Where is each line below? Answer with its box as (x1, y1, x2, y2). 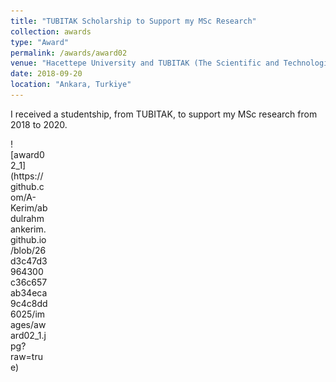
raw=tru (10, 350, 43, 362)
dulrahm (10, 212, 45, 224)
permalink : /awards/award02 (10, 48, 128, 58)
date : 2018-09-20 (10, 69, 83, 79)
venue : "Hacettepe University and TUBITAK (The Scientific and (10, 58, 280, 69)
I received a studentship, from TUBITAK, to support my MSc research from (10, 108, 318, 120)
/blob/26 (10, 244, 47, 256)
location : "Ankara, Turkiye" (10, 80, 132, 90)
